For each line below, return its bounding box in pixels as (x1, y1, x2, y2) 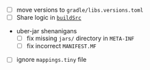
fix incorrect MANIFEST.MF (26, 42, 97, 50)
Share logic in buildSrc (16, 14, 82, 22)
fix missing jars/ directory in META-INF (26, 34, 135, 43)
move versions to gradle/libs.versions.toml (16, 6, 144, 14)
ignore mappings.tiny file (16, 56, 87, 64)
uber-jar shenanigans (16, 27, 77, 35)
